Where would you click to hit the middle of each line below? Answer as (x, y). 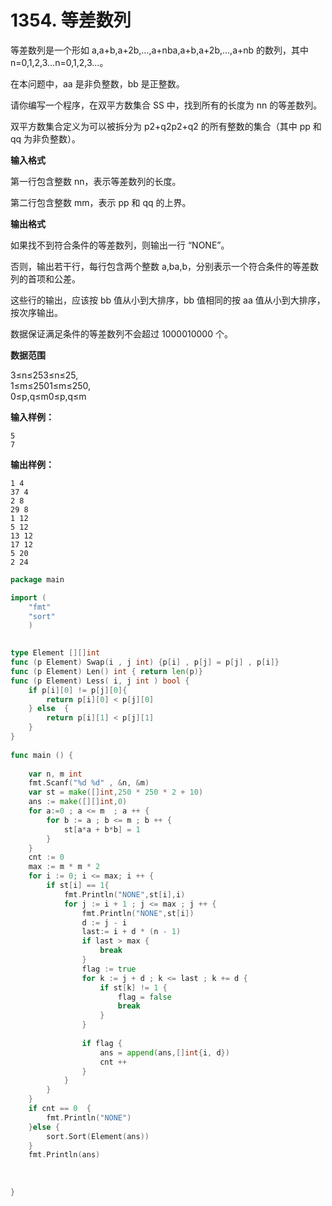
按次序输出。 (36, 312)
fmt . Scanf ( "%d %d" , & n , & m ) (89, 783)
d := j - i (104, 922)
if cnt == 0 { (60, 1109)
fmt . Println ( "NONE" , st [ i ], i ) (124, 894)
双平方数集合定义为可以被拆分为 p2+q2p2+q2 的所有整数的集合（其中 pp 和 (166, 126)
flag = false (144, 997)
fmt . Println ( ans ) (64, 1155)
